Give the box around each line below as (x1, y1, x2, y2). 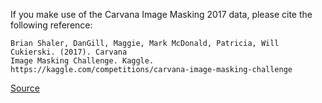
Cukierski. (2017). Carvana (10, 47, 128, 57)
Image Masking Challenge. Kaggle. (10, 56, 155, 66)
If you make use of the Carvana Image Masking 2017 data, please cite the (10, 9, 313, 20)
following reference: (10, 19, 93, 31)
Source (10, 82, 40, 94)
